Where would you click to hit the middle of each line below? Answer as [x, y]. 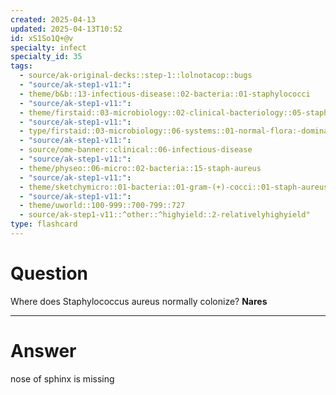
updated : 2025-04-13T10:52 [66, 29]
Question [49, 273]
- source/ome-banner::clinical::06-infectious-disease [136, 150]
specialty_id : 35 [46, 57]
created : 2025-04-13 [53, 19]
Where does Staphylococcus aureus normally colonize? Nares [139, 301]
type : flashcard [44, 224]
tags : [21, 66]
